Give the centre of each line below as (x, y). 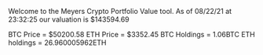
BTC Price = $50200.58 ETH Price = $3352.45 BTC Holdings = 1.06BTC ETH (131, 34)
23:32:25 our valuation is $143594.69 (69, 19)
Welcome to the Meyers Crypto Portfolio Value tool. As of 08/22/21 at (120, 11)
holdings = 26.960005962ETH (58, 43)
